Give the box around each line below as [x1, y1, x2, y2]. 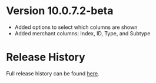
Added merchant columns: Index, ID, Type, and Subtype [14, 29, 151, 36]
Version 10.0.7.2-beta [6, 4, 114, 18]
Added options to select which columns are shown [14, 24, 138, 31]
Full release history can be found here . [6, 69, 100, 77]
